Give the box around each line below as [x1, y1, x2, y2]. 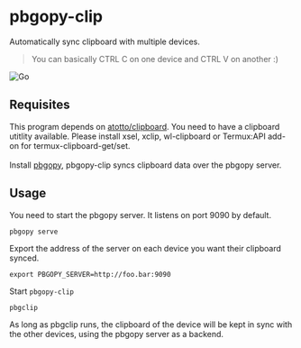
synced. [9, 252, 40, 263]
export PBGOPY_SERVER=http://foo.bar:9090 [9, 270, 171, 279]
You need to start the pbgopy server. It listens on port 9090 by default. [9, 209, 272, 220]
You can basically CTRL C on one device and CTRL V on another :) [31, 53, 279, 64]
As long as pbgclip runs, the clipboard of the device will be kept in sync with [9, 318, 293, 330]
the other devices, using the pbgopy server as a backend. [9, 328, 223, 339]
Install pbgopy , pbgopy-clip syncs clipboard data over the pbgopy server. [9, 160, 282, 170]
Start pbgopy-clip [9, 286, 75, 297]
